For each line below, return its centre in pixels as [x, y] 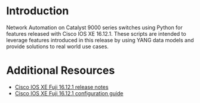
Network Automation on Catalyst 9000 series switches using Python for [95, 27]
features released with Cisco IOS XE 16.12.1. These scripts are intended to [96, 33]
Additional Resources [61, 71]
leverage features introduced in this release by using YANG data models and [100, 40]
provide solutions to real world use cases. [58, 46]
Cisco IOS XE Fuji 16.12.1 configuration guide [69, 93]
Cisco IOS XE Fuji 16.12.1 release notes [61, 87]
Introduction [38, 11]
